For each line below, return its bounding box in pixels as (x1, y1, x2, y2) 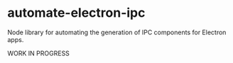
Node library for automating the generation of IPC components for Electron (7, 28, 227, 36)
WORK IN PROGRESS (7, 49, 70, 57)
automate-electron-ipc (7, 5, 146, 21)
